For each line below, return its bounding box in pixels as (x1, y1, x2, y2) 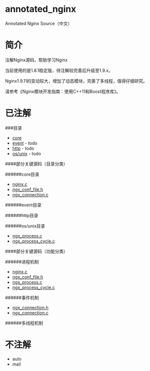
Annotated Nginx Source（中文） (5, 20, 72, 26)
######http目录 (5, 212, 38, 218)
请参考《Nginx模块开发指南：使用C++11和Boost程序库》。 (5, 88, 121, 94)
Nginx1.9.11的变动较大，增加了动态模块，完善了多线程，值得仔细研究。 (5, 78, 148, 84)
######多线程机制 (5, 320, 43, 326)
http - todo (12, 145, 34, 151)
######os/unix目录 (5, 223, 45, 229)
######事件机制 (5, 294, 39, 300)
